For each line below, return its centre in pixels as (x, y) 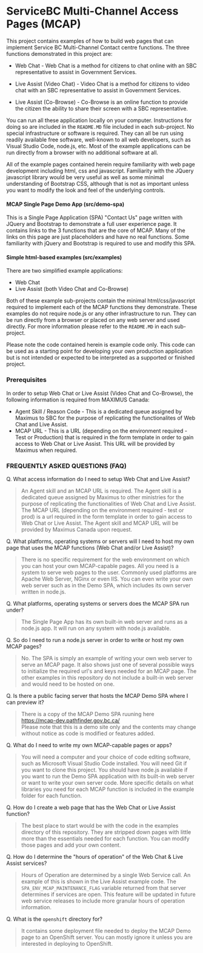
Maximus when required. (46, 450)
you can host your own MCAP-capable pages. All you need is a (100, 565)
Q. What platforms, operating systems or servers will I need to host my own (100, 541)
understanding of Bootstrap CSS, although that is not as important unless (98, 183)
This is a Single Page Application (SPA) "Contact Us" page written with (95, 217)
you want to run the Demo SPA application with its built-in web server (108, 776)
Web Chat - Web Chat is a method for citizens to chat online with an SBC (106, 66)
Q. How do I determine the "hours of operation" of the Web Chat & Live (95, 856)
